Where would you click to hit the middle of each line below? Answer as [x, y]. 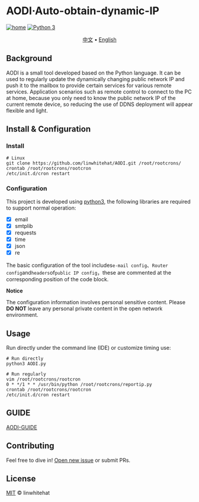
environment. [22, 315]
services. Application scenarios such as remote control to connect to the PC [99, 91]
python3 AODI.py [26, 363]
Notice [15, 291]
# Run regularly [26, 374]
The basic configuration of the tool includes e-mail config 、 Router [87, 265]
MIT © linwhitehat [28, 493]
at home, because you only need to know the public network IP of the [91, 98]
